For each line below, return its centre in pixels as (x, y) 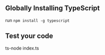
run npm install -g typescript (37, 20)
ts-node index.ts (22, 48)
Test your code (29, 36)
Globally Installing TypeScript (52, 8)
